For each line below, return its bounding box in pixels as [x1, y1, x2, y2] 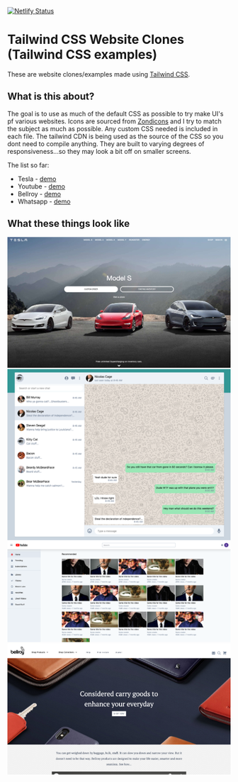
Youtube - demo [17, 181, 66, 191]
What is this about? [7, 91, 95, 103]
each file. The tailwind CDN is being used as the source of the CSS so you [7, 132, 224, 140]
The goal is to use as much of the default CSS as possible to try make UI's [7, 109, 224, 118]
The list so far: [7, 160, 50, 169]
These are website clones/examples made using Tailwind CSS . [7, 69, 191, 78]
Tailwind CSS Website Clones [7, 32, 184, 48]
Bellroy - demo [17, 189, 62, 198]
